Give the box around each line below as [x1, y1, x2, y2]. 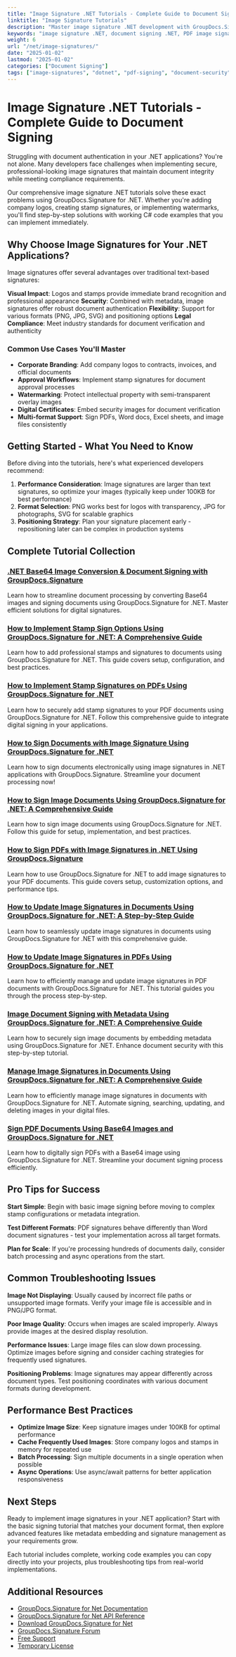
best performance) [17, 495, 72, 503]
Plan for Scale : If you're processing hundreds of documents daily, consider [7, 1245, 225, 1253]
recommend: [7, 467, 44, 475]
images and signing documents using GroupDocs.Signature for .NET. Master [7, 599, 229, 607]
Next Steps [7, 1495, 57, 1507]
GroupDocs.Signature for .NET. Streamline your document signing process [7, 1156, 223, 1164]
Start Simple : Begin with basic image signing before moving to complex [7, 1202, 216, 1211]
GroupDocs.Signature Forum [17, 1627, 100, 1635]
